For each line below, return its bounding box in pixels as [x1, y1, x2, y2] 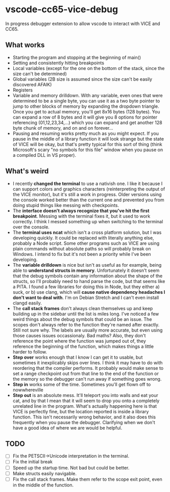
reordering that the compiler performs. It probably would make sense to [12, 365, 164, 371]
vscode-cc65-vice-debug [5, 4, 118, 15]
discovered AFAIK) [12, 81, 52, 87]
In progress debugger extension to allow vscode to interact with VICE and [5, 20, 160, 27]
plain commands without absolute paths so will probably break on [12, 245, 152, 251]
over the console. [12, 224, 50, 230]
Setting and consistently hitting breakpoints [12, 60, 105, 66]
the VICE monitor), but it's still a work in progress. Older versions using [12, 191, 162, 197]
